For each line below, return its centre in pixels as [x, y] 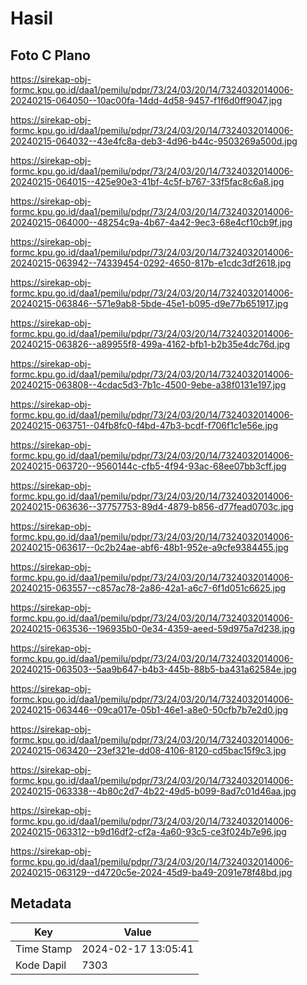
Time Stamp [44, 949]
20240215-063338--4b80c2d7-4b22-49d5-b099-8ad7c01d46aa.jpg [153, 791]
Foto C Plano [50, 55]
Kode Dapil [41, 965]
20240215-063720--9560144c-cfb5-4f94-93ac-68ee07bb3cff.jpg [148, 466]
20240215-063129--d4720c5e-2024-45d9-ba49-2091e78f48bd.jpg [151, 872]
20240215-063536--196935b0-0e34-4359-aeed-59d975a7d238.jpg [153, 628]
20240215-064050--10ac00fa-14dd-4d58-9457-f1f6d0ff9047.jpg [146, 100]
